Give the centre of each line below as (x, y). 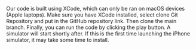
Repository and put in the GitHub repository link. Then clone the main (91, 21)
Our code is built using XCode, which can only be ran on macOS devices (96, 9)
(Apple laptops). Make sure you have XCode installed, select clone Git (92, 15)
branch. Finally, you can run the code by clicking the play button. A (88, 27)
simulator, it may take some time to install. (58, 40)
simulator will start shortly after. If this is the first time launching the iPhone (98, 34)
